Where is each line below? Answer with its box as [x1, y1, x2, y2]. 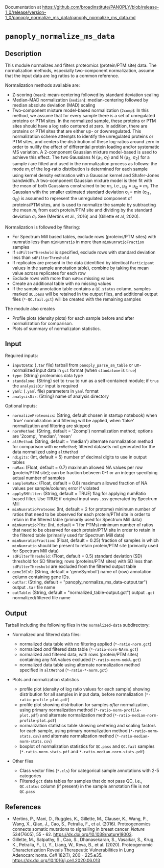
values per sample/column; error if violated [12, 485, 99, 491]
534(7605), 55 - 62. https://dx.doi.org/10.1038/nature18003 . [12, 831, 133, 838]
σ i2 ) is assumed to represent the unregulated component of [12, 196, 132, 203]
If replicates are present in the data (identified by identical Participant [12, 259, 154, 265]
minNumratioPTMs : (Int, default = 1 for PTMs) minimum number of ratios [12, 522, 154, 528]
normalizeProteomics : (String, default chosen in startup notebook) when [12, 412, 158, 418]
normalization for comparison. [12, 320, 73, 326]
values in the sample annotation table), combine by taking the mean [12, 265, 149, 271]
